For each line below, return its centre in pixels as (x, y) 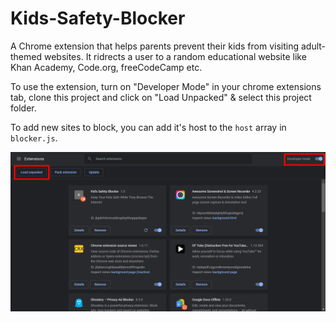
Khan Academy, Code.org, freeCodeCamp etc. (106, 67)
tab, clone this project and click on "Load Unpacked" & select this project (161, 97)
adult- (313, 46)
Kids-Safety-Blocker (98, 18)
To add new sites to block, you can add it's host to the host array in (148, 127)
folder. (23, 108)
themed (26, 56)
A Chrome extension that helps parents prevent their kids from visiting (155, 46)
